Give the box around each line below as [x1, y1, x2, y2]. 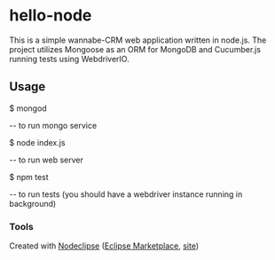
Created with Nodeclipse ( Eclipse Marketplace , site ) [9, 240, 200, 251]
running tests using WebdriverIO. [9, 53, 130, 64]
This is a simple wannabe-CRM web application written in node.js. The [9, 35, 267, 45]
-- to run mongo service [9, 120, 98, 130]
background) [9, 198, 57, 209]
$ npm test [9, 171, 49, 182]
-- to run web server [9, 154, 84, 165]
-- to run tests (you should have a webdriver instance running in [9, 188, 243, 200]
